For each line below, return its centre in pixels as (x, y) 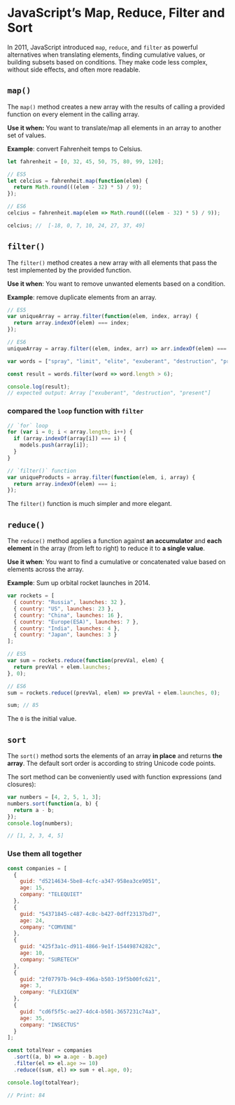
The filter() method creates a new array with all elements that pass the (112, 262)
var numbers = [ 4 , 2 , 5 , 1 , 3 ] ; (54, 797)
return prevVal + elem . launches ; (62, 667)
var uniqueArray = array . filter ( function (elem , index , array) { (103, 317)
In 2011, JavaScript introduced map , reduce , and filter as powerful (102, 47)
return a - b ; (34, 810)
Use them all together (45, 854)
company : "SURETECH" (50, 959)
